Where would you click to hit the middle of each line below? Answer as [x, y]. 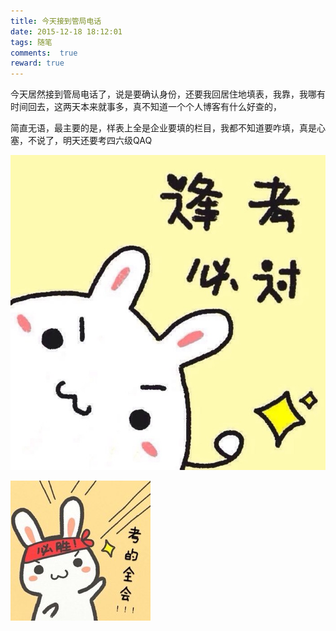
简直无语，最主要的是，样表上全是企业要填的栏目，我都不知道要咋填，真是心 [168, 128]
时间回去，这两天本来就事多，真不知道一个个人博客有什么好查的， [146, 107]
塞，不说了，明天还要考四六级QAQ [81, 141]
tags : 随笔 [31, 42]
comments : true [44, 53]
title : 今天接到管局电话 [56, 21]
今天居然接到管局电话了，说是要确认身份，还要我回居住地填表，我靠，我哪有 [168, 94]
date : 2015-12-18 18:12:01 [66, 31]
